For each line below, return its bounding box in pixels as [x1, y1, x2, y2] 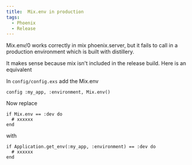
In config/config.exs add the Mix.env [6, 78, 99, 85]
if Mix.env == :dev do [6, 111, 63, 117]
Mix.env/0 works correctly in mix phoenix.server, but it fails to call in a [6, 42, 178, 49]
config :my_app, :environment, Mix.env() [6, 89, 111, 96]
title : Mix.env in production [6, 8, 84, 15]
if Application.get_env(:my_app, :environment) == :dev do [6, 144, 156, 150]
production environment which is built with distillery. [6, 48, 134, 56]
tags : [6, 14, 20, 20]
